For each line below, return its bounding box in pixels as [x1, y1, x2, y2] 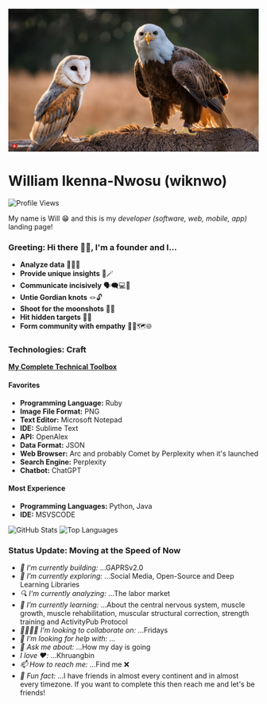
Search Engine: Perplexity [19, 457, 106, 467]
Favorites [8, 380, 41, 390]
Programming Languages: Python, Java [19, 501, 153, 510]
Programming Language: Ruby [19, 398, 123, 407]
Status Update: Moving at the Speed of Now [8, 544, 181, 556]
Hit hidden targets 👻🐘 [19, 313, 93, 322]
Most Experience [8, 483, 66, 493]
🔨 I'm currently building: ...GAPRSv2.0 [19, 563, 144, 572]
